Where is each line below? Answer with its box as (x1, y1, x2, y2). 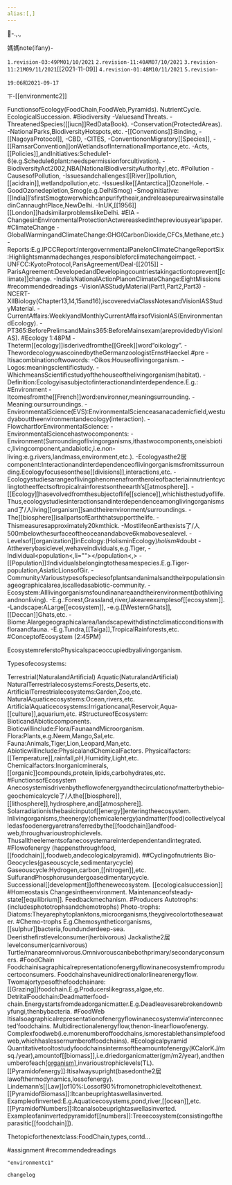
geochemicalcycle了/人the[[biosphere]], (7, 792, 122, 800)
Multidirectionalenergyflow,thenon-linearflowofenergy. (53, 1021, 209, 1030)
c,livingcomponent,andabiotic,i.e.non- (7, 444, 116, 452)
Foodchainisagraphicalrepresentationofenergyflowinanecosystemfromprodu (7, 962, 225, 971)
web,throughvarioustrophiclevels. (7, 828, 102, 837)
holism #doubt (157, 536, 197, 545)
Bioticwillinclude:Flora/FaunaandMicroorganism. (7, 724, 145, 733)
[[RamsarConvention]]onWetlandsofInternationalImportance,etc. (7, 142, 190, 150)
